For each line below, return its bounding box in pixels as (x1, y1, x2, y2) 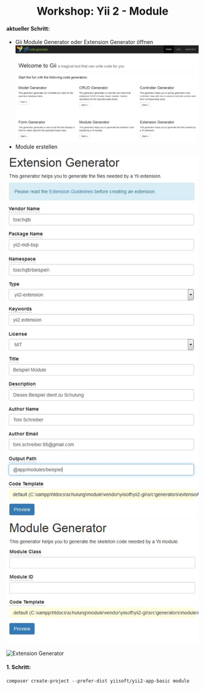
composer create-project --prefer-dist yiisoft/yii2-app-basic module (6, 678, 190, 684)
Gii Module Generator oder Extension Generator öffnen (15, 39, 154, 46)
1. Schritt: (6, 664, 32, 671)
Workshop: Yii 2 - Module (36, 4, 169, 18)
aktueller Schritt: (6, 24, 50, 32)
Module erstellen (15, 143, 58, 150)
